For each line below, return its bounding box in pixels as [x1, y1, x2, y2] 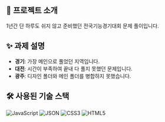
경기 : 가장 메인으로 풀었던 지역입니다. [14, 57, 100, 65]
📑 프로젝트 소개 [6, 5, 58, 16]
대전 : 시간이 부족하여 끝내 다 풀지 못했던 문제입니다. [14, 65, 133, 72]
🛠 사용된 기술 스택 [6, 91, 70, 101]
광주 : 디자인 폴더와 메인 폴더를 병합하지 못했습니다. [14, 72, 131, 79]
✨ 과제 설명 [6, 41, 45, 51]
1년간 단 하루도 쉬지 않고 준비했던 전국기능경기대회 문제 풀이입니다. [6, 22, 159, 29]
